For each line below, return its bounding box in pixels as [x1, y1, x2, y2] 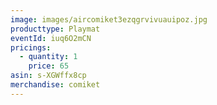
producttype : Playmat [10, 24, 101, 34]
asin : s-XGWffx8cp [10, 71, 87, 81]
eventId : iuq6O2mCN [10, 33, 92, 43]
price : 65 [28, 61, 70, 71]
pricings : [10, 42, 52, 53]
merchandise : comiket [10, 80, 101, 90]
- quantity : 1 [19, 52, 78, 62]
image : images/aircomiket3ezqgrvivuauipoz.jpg [10, 14, 208, 25]
